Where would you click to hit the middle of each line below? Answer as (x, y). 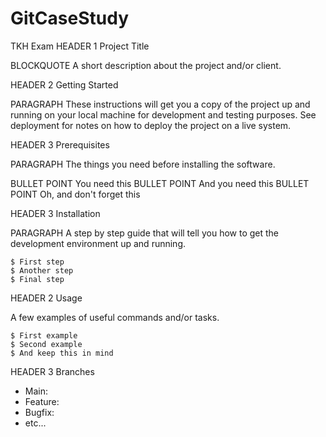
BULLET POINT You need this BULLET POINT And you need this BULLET (160, 183)
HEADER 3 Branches (52, 371)
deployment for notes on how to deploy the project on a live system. (151, 125)
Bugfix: (39, 412)
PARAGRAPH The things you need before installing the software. (143, 164)
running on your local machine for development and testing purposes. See (163, 114)
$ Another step (42, 270)
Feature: (42, 401)
